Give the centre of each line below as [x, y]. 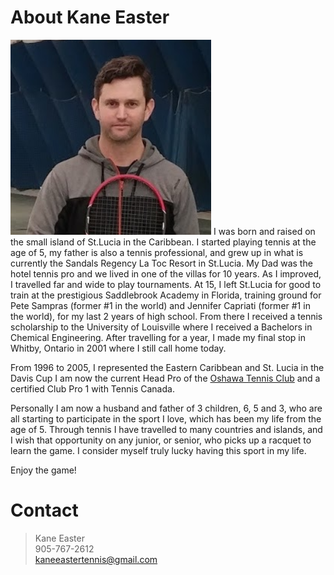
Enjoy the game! [43, 470]
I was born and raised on [264, 231]
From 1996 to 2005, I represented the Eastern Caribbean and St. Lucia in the [167, 367]
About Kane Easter [90, 17]
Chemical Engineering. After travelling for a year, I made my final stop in [158, 337]
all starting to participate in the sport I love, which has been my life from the [166, 418]
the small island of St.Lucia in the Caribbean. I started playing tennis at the [163, 242]
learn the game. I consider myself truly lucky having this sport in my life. [158, 450]
